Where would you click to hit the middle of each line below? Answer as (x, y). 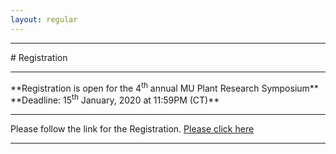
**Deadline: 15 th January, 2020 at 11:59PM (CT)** (115, 99)
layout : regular (44, 19)
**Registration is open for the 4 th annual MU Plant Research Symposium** (164, 87)
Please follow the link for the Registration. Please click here (132, 128)
